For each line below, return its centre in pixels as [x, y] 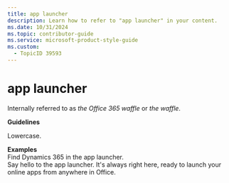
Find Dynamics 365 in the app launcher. [66, 157]
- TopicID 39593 [38, 54]
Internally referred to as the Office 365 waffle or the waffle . [94, 108]
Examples [22, 149]
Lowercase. [25, 135]
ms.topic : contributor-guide [50, 34]
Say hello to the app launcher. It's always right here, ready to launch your [114, 165]
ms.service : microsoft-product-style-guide [73, 40]
